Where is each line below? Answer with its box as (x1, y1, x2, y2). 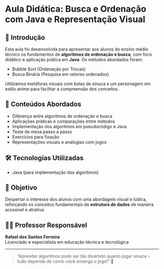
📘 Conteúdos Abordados (5, 100, 82, 109)
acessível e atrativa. (5, 207, 45, 213)
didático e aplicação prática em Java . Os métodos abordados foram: (5, 57, 143, 62)
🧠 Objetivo (5, 183, 38, 192)
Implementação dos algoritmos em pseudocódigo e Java (12, 123, 127, 129)
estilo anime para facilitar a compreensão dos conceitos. (5, 86, 119, 91)
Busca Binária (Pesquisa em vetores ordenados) (12, 71, 109, 77)
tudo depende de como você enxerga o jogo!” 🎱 (17, 258, 114, 265)
